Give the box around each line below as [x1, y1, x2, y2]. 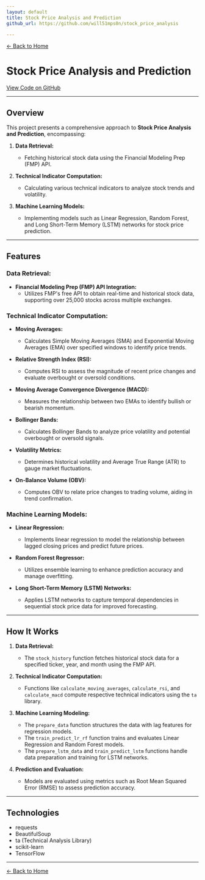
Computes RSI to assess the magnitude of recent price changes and [24, 368, 196, 375]
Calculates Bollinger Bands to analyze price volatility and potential [24, 428, 190, 435]
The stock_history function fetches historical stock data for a [24, 654, 179, 662]
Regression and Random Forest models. [24, 741, 125, 748]
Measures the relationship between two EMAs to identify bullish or [24, 398, 192, 405]
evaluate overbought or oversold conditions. [24, 374, 136, 381]
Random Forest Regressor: [15, 554, 85, 562]
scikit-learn [15, 843, 44, 851]
